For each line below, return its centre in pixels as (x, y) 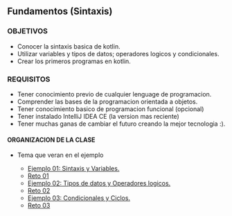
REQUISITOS (29, 79)
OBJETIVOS (28, 31)
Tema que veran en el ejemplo (60, 155)
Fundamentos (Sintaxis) (60, 11)
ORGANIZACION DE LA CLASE (51, 140)
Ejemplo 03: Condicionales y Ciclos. (79, 198)
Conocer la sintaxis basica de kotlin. (69, 46)
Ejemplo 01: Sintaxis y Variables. (73, 169)
